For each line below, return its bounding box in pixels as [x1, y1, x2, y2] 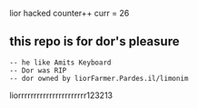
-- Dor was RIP [9, 65, 67, 75]
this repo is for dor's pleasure [9, 34, 180, 49]
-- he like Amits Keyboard [9, 58, 112, 67]
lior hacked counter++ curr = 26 [9, 8, 130, 18]
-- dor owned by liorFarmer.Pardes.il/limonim [9, 74, 189, 83]
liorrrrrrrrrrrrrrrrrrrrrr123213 [9, 90, 114, 101]
